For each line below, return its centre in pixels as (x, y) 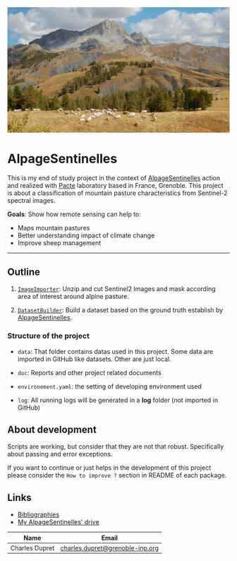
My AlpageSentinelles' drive (59, 522)
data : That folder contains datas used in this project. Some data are (115, 351)
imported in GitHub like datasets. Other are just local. (94, 359)
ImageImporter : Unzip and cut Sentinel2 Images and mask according (117, 289)
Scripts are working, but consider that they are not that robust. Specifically (116, 447)
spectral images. (31, 201)
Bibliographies (38, 514)
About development (52, 429)
